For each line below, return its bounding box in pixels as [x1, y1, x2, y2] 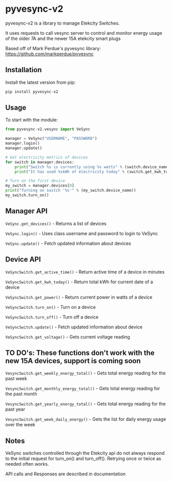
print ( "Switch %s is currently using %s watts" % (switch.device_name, [14, 164, 170, 170]
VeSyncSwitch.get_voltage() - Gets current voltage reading [5, 333, 131, 340]
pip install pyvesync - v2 [5, 89, 58, 94]
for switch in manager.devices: [5, 159, 74, 164]
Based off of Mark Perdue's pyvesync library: [5, 45, 101, 51]
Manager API [5, 207, 48, 216]
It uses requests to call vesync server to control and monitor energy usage [5, 30, 162, 36]
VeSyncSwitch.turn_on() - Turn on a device [5, 304, 96, 310]
